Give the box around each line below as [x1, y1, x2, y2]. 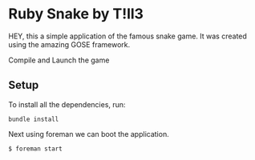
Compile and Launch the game [8, 55, 110, 65]
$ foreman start [8, 145, 63, 153]
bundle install [8, 115, 59, 123]
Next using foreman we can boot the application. [8, 129, 170, 138]
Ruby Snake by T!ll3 [8, 5, 144, 23]
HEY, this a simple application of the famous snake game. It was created [8, 31, 247, 41]
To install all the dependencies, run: [8, 99, 126, 109]
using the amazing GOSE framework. [8, 39, 131, 49]
